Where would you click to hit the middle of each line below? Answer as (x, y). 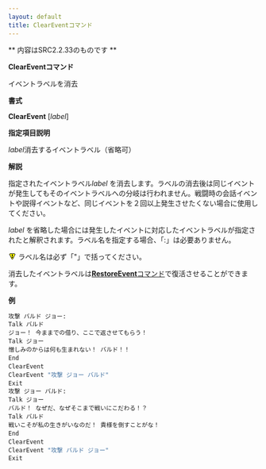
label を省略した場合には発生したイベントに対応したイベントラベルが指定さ (132, 229)
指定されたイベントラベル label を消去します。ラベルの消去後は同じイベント (132, 183)
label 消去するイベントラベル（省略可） (72, 149)
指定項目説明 (29, 133)
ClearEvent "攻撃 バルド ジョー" (59, 450)
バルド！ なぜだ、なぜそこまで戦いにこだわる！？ (78, 409)
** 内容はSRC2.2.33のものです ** (63, 50)
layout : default (35, 17)
